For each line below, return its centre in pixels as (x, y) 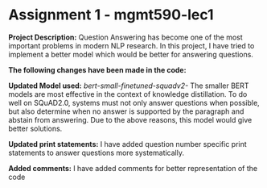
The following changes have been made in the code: (97, 69)
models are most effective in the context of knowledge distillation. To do (128, 94)
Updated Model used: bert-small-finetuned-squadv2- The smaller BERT (129, 86)
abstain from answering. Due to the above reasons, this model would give (130, 119)
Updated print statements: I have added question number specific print (127, 144)
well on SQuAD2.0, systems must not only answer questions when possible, (134, 102)
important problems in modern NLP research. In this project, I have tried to (131, 45)
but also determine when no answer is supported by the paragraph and (126, 111)
